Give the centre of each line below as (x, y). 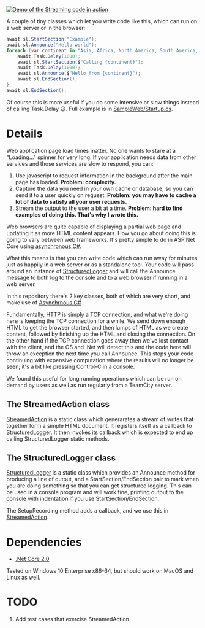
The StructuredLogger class (61, 458)
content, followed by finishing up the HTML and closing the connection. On (101, 334)
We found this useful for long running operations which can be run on (94, 378)
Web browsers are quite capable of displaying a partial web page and (94, 227)
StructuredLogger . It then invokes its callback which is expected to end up (100, 432)
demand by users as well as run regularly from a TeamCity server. (89, 385)
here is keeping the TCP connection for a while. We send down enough (96, 321)
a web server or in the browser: (46, 28)
